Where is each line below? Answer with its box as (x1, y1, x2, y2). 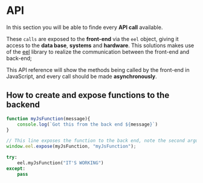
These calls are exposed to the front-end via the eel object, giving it (6, 35, 179, 42)
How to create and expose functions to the (6, 90, 170, 100)
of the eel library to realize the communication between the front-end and (6, 48, 190, 55)
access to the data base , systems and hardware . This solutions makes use (6, 42, 195, 49)
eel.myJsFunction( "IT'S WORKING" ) (17, 160, 104, 166)
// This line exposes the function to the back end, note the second (6, 138, 185, 144)
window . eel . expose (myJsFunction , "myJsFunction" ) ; (6, 143, 137, 150)
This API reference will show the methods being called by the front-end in (6, 66, 190, 73)
